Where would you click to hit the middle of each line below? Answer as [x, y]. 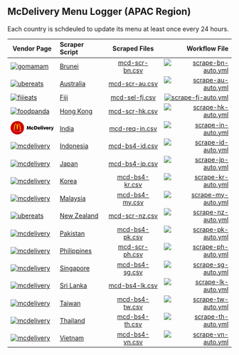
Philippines [76, 250]
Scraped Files [133, 48]
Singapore [75, 268]
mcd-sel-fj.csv [133, 97]
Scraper [71, 45]
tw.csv [133, 307]
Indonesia [74, 146]
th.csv [133, 324]
